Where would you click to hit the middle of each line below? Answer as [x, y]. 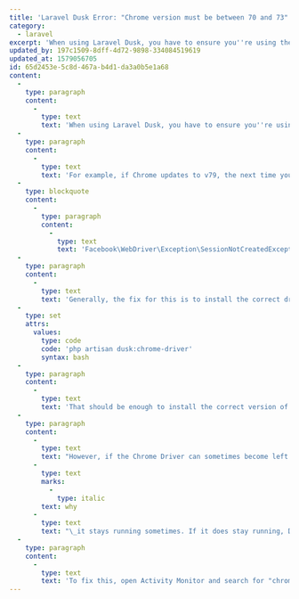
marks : [53, 481]
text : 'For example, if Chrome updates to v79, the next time [159, 175]
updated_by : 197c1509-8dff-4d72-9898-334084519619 [105, 51]
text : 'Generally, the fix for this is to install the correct [161, 299]
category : [28, 26]
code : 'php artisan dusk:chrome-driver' [117, 349]
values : [47, 332]
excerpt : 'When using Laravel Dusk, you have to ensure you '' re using [143, 42]
